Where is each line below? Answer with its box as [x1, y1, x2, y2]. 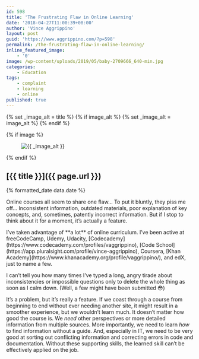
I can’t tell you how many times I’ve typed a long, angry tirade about [6, 272, 172, 279]
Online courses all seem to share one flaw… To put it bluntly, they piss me [6, 198, 186, 205]
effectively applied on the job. [6, 347, 79, 354]
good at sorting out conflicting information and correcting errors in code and [6, 333, 194, 341]
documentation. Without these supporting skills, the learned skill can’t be [6, 340, 185, 347]
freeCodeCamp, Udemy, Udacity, [6, 235, 87, 242]
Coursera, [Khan [140, 247, 181, 255]
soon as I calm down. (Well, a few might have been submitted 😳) [6, 284, 165, 291]
